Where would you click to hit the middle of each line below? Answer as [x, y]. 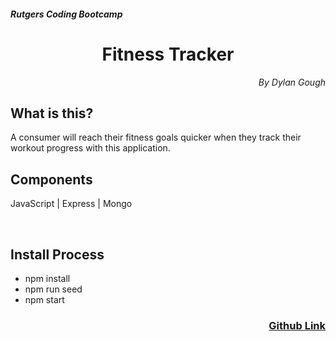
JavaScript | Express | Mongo [71, 204]
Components [51, 179]
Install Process [57, 254]
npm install [47, 278]
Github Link [297, 325]
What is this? [52, 113]
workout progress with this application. [90, 148]
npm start [44, 299]
